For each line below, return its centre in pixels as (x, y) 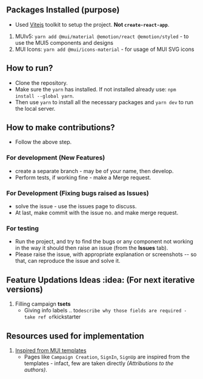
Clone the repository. (41, 83)
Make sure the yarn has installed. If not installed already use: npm (95, 89)
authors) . (35, 369)
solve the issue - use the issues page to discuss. (76, 206)
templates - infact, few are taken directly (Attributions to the (99, 363)
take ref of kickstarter (52, 317)
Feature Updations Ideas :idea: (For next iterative (101, 280)
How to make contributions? (61, 127)
